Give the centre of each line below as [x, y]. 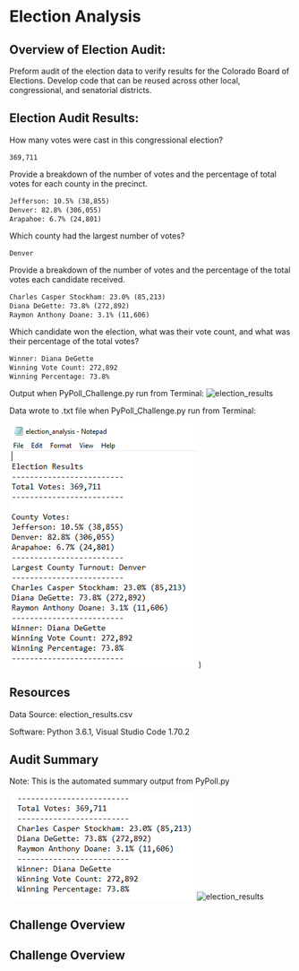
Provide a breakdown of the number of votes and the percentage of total [143, 174]
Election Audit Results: [74, 118]
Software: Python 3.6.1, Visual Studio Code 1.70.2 [100, 732]
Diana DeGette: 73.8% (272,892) [69, 306]
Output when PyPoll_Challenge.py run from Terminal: [107, 393]
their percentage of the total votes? [74, 341]
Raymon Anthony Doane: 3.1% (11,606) [80, 315]
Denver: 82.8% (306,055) [56, 210]
